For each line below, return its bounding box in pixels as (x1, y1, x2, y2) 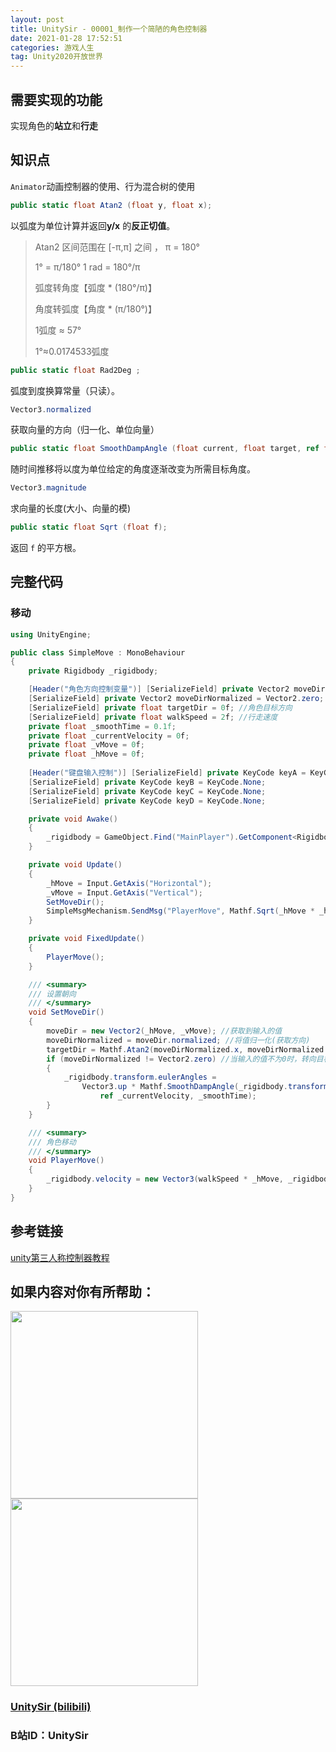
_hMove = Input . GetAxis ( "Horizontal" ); (46, 878, 213, 888)
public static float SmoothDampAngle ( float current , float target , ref (10, 444, 320, 454)
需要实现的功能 (10, 91, 103, 108)
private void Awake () (28, 814, 118, 824)
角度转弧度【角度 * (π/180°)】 (34, 302, 157, 315)
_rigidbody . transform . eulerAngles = (63, 1072, 217, 1083)
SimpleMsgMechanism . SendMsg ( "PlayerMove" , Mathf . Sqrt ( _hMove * (46, 906, 315, 916)
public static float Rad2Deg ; (10, 365, 141, 375)
